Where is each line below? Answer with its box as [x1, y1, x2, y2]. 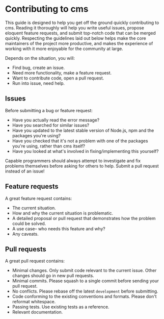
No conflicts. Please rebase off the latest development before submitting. [12, 288, 159, 294]
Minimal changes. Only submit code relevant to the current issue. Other [12, 268, 157, 273]
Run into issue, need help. [12, 80, 65, 86]
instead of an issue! [5, 168, 45, 174]
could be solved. [12, 221, 46, 226]
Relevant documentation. [12, 309, 63, 315]
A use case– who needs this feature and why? [12, 225, 106, 231]
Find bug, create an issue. [12, 65, 65, 71]
